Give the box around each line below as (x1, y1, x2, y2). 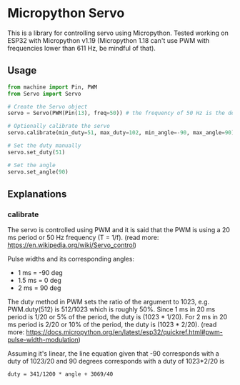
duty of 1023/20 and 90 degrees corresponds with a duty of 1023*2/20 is (7, 357, 225, 366)
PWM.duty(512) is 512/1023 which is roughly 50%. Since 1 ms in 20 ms (7, 305, 216, 314)
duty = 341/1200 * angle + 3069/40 (7, 371, 114, 378)
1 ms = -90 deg (17, 269, 63, 277)
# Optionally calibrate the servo (7, 123, 111, 130)
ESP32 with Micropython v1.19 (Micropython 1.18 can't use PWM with (7, 36, 210, 44)
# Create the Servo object (7, 103, 88, 110)
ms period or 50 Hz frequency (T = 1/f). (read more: (7, 234, 159, 242)
